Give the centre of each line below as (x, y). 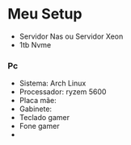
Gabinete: (36, 109)
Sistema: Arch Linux (53, 83)
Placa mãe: (38, 101)
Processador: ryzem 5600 (63, 92)
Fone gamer (39, 126)
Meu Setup (45, 14)
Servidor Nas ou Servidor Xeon (71, 36)
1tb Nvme (35, 44)
